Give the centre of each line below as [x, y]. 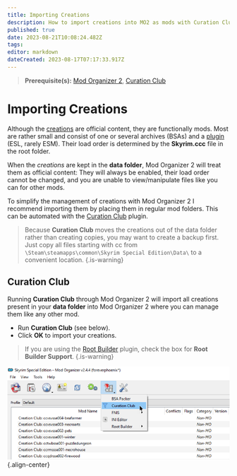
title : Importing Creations [49, 15]
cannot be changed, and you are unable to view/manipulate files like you [113, 179]
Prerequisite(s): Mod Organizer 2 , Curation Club [95, 81]
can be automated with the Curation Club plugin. [78, 216]
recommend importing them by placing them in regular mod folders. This [113, 208]
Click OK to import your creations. [67, 335]
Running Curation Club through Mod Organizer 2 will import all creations [113, 299]
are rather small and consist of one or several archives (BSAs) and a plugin [116, 136]
